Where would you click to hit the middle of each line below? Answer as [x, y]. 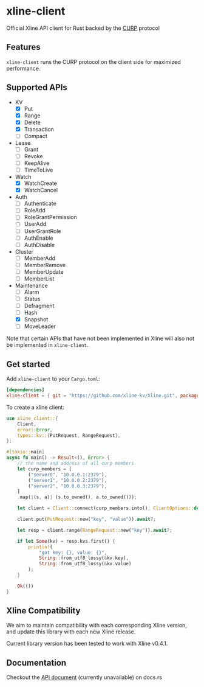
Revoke [33, 156]
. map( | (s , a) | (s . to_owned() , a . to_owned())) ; [77, 497]
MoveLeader [40, 326]
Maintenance [32, 285]
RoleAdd [35, 211]
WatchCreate [41, 183]
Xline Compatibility [43, 611]
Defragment [39, 306]
